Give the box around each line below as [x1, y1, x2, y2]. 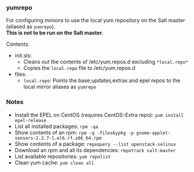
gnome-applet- [136, 130, 171, 136]
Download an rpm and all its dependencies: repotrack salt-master [14, 146, 176, 153]
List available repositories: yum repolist [14, 153, 111, 160]
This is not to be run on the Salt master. [6, 29, 104, 36]
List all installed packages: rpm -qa [14, 123, 98, 130]
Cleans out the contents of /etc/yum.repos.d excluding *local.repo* [23, 58, 189, 65]
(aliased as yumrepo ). [6, 23, 56, 30]
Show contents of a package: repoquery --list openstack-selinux [14, 140, 176, 147]
